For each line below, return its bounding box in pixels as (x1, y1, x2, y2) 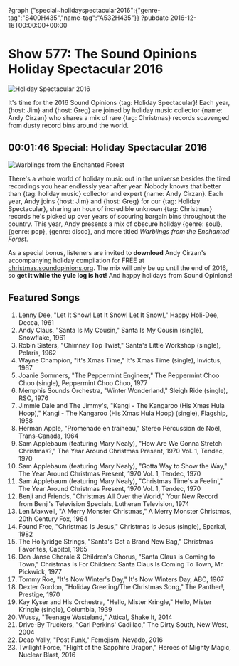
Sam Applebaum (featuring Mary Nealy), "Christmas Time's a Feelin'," (18, 476, 223, 485)
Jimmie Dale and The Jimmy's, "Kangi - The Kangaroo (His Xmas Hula (18, 401, 225, 409)
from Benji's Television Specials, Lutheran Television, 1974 (18, 499, 190, 507)
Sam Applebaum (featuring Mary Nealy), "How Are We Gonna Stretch (18, 439, 223, 447)
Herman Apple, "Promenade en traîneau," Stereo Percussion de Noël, (18, 424, 222, 432)
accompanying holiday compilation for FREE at (8, 256, 144, 264)
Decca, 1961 (18, 318, 54, 326)
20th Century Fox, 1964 (18, 515, 88, 523)
